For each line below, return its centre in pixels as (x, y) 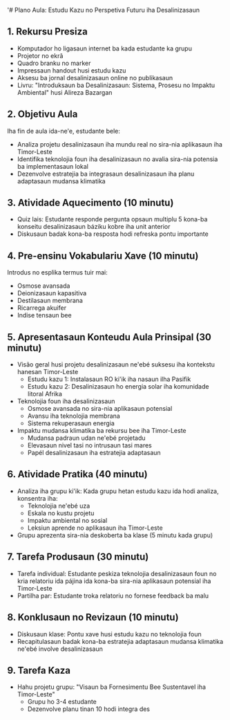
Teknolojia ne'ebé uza (59, 506)
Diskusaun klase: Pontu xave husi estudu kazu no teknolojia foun (109, 634)
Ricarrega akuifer (42, 308)
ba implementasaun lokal (52, 166)
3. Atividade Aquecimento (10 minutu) (90, 203)
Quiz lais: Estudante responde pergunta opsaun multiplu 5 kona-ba (112, 219)
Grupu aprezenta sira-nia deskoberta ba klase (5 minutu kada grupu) (115, 535)
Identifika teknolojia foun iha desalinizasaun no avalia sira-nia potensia (117, 159)
